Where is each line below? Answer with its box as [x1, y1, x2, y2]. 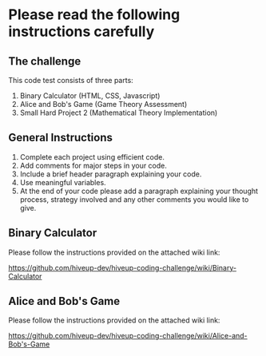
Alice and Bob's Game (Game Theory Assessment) [19, 100, 188, 109]
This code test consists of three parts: [8, 76, 133, 85]
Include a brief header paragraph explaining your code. [19, 169, 202, 179]
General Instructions [8, 131, 113, 144]
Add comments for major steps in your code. [19, 160, 168, 170]
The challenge [8, 54, 81, 68]
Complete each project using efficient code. [19, 152, 165, 161]
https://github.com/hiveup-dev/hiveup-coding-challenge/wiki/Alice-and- [8, 331, 248, 341]
